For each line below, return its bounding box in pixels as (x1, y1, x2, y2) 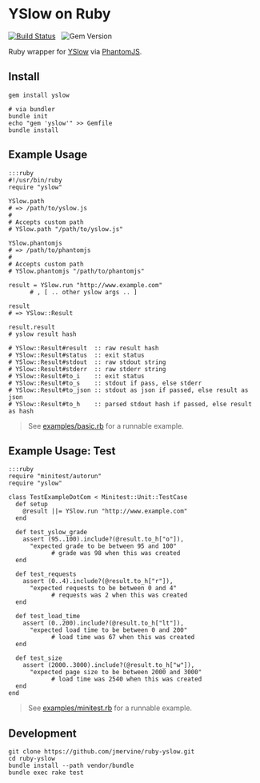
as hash (8, 407, 34, 415)
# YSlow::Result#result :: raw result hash (8, 344, 159, 352)
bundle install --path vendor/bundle (8, 761, 134, 770)
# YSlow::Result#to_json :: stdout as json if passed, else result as (8, 386, 249, 394)
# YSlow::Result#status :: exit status (8, 351, 146, 359)
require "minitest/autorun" (8, 473, 102, 481)
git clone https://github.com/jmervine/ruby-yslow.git (8, 748, 195, 756)
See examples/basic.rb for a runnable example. (27, 421, 184, 430)
